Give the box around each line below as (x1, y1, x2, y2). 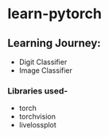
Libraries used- (7, 85, 68, 96)
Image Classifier (18, 66, 73, 75)
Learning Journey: (7, 36, 101, 50)
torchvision (18, 112, 56, 121)
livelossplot (18, 120, 56, 130)
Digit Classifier (18, 57, 68, 67)
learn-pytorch (7, 5, 103, 23)
